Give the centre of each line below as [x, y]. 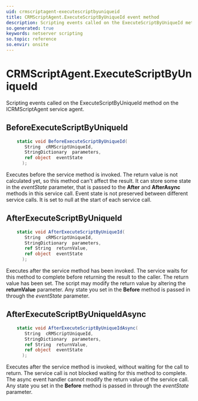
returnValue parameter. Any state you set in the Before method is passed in [98, 290]
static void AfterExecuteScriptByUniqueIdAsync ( [77, 328]
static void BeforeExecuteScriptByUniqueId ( [72, 141]
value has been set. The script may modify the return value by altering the [96, 283]
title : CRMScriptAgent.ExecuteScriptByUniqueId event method [83, 17]
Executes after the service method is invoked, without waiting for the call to [98, 367]
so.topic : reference [32, 39]
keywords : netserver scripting [44, 34]
